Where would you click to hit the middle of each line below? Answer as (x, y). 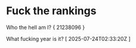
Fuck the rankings (51, 11)
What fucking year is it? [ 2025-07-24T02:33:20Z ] (68, 39)
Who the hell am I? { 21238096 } (45, 27)
